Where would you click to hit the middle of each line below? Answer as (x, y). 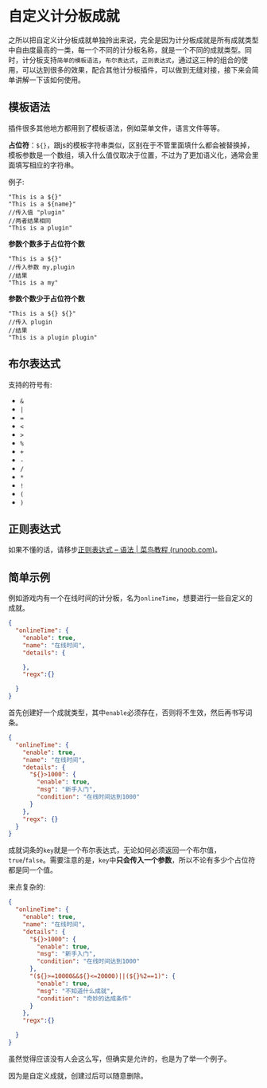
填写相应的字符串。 (46, 165)
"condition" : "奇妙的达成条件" (84, 998)
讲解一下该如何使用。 (50, 80)
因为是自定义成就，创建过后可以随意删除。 (78, 1075)
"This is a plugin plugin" (53, 337)
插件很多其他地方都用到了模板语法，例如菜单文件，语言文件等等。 (116, 128)
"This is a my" (33, 283)
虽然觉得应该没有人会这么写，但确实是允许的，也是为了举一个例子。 (120, 1059)
